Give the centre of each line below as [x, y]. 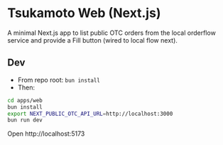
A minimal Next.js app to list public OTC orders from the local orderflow [112, 33]
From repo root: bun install [59, 80]
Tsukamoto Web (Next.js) [84, 13]
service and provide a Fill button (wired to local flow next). [92, 40]
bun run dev [25, 120]
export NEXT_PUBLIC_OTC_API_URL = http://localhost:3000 [90, 114]
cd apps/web [25, 100]
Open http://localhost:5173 [46, 134]
